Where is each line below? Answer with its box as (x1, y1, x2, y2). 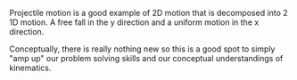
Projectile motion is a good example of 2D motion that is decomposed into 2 (9, 8, 288, 18)
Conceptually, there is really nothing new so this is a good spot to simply (9, 44, 276, 54)
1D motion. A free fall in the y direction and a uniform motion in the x (9, 17, 260, 28)
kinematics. (9, 62, 52, 73)
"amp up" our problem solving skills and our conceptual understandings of (9, 53, 284, 63)
